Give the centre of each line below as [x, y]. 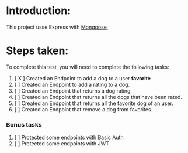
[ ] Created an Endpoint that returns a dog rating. [73, 91]
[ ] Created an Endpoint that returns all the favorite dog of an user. [94, 103]
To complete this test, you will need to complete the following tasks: [88, 67]
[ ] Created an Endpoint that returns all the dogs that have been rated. [98, 97]
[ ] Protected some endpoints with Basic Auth [69, 137]
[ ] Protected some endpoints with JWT [62, 144]
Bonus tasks [24, 124]
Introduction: [39, 11]
